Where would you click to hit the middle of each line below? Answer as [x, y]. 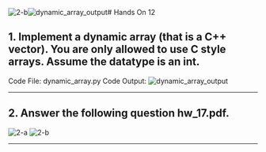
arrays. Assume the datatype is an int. [104, 62]
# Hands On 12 [131, 12]
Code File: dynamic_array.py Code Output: [78, 81]
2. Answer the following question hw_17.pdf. [119, 114]
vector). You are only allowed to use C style [117, 49]
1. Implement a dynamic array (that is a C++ [118, 37]
